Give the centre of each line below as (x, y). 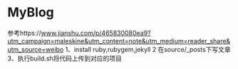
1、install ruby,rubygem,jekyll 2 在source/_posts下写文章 (148, 49)
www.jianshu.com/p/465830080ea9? (96, 33)
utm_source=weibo (36, 49)
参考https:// (24, 33)
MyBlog (31, 12)
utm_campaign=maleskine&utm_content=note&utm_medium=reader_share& (119, 41)
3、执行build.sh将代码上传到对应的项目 (65, 58)
